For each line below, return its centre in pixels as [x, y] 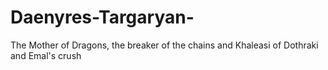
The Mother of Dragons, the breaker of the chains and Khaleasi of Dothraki [164, 45]
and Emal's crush [46, 55]
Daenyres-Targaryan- [102, 17]
